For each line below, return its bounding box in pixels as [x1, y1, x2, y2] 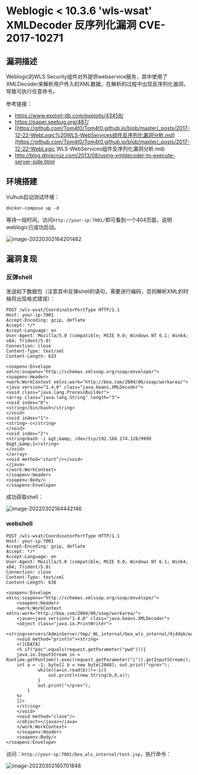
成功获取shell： [6, 493, 44, 500]
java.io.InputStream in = [16, 651, 81, 658]
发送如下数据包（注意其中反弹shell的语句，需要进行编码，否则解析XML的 [6, 288, 184, 295]
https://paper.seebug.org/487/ [14, 118, 89, 125]
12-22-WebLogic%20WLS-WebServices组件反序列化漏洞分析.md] [14, 131, 175, 138]
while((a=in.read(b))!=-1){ [37, 667, 107, 673]
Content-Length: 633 [6, 353, 57, 359]
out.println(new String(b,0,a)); [48, 672, 131, 678]
